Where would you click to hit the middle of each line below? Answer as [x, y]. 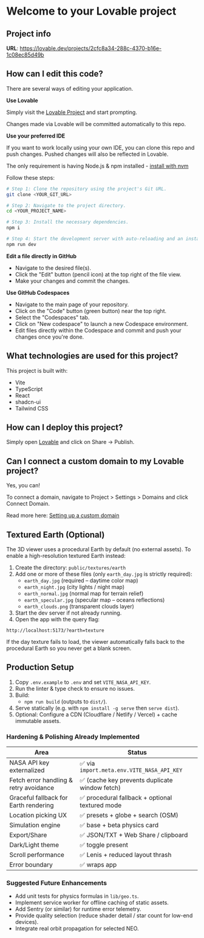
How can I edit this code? [55, 74]
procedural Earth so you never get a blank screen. [69, 648]
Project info [29, 34]
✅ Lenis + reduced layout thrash [126, 855]
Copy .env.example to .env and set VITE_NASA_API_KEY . [83, 682]
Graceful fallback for [39, 798]
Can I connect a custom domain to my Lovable [95, 461]
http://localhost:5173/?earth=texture [55, 631]
